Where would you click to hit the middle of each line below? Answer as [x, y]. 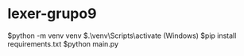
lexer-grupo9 [52, 14]
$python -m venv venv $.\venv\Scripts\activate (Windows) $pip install [122, 35]
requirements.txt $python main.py [63, 43]
